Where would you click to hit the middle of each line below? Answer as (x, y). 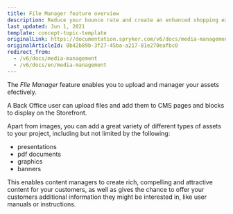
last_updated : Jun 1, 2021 (46, 26)
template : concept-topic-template (57, 33)
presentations (37, 146)
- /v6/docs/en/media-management (60, 65)
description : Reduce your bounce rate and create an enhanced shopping (113, 20)
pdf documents (39, 154)
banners (29, 168)
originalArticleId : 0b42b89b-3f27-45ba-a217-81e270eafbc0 (93, 46)
